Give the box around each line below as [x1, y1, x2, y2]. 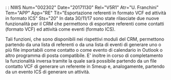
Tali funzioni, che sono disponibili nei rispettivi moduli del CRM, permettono [5, 36, 165, 42]
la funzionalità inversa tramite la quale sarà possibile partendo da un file [5, 58, 157, 64]
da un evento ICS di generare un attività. [5, 69, 91, 75]
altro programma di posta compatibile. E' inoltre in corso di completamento [5, 52, 163, 58]
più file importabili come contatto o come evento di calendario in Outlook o [5, 47, 163, 53]
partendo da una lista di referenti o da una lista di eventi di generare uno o [5, 42, 161, 48]
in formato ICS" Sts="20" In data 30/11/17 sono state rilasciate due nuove [5, 15, 159, 21]
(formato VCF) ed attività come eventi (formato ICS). [5, 26, 116, 32]
